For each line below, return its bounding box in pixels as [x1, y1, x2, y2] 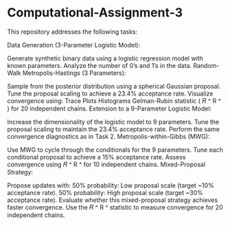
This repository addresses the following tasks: [7, 27, 138, 36]
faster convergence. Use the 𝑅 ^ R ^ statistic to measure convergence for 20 [7, 203, 223, 211]
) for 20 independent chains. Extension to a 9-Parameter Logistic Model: [7, 104, 212, 113]
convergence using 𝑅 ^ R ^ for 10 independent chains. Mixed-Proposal [7, 160, 206, 168]
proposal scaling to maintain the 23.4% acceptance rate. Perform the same [7, 125, 220, 133]
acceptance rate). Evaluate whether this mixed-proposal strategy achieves [7, 196, 218, 204]
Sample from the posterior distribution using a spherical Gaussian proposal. [7, 82, 221, 90]
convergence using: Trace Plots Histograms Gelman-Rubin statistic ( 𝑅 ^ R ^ [7, 96, 222, 104]
